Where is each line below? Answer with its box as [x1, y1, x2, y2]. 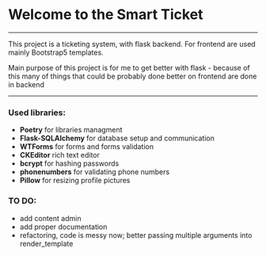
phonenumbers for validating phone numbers [19, 167, 170, 177]
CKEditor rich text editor [19, 151, 101, 160]
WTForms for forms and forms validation [19, 142, 154, 151]
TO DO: [8, 196, 37, 207]
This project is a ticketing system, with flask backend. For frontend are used [8, 39, 256, 48]
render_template [19, 239, 74, 248]
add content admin [19, 213, 82, 223]
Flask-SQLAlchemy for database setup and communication [19, 133, 215, 143]
